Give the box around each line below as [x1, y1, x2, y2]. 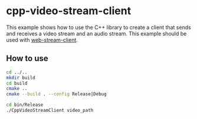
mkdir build [6, 75, 35, 81]
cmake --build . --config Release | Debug [6, 91, 107, 97]
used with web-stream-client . [6, 36, 78, 43]
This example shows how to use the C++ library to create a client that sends [6, 24, 192, 31]
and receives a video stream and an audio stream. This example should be [6, 30, 187, 37]
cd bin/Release [6, 102, 44, 108]
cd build [6, 80, 28, 86]
